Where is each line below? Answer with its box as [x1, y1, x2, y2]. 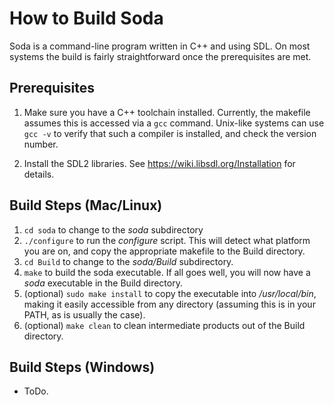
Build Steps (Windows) [9, 358, 156, 376]
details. [23, 168, 55, 180]
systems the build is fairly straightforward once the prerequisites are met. [9, 50, 312, 62]
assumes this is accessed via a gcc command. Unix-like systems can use [23, 117, 325, 129]
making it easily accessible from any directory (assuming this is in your [23, 298, 316, 310]
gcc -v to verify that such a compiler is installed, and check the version [23, 127, 317, 139]
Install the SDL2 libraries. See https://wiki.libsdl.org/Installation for [23, 157, 296, 169]
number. [23, 138, 59, 150]
